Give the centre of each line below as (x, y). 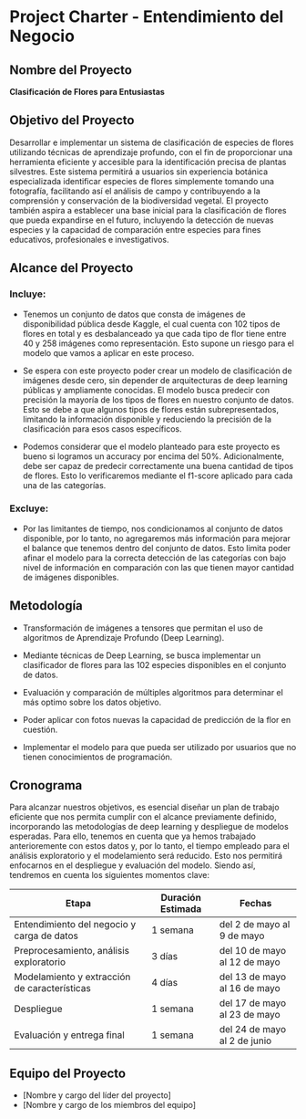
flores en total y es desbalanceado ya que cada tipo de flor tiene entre (154, 333)
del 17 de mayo (253, 1003)
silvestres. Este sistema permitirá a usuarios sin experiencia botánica (139, 172)
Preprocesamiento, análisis (72, 951)
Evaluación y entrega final (69, 1035)
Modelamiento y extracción (72, 977)
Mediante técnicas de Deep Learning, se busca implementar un (142, 655)
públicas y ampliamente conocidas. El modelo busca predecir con (146, 390)
